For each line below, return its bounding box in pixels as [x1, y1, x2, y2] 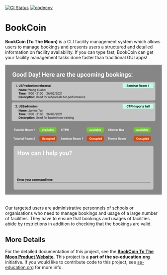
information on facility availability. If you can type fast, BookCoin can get [5, 49, 154, 55]
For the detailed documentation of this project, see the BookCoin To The [5, 249, 154, 255]
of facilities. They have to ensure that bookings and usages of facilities [5, 216, 150, 222]
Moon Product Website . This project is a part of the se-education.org [5, 254, 150, 260]
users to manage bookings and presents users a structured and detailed [5, 44, 153, 50]
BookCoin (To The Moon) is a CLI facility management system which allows [5, 38, 161, 44]
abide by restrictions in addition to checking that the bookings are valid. [5, 221, 152, 227]
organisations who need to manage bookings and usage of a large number [5, 210, 158, 216]
